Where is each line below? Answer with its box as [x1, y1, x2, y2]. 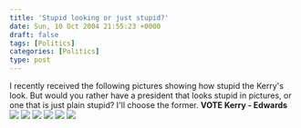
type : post [9, 55, 51, 64]
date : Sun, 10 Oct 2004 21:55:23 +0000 [9, 22, 161, 31]
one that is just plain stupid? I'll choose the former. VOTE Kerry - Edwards [9, 100, 288, 110]
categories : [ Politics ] [9, 47, 100, 56]
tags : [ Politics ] [9, 38, 76, 48]
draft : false [9, 30, 59, 39]
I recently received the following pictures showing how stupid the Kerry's [9, 81, 285, 91]
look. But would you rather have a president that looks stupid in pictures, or [9, 90, 292, 101]
